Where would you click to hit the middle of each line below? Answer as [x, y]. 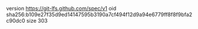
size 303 [37, 21]
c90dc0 [16, 21]
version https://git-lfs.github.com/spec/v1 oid [61, 8]
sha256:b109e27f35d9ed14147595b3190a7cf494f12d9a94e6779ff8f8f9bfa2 [99, 14]
